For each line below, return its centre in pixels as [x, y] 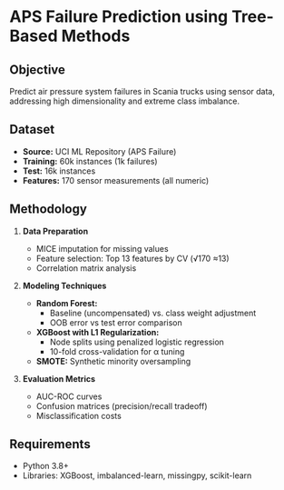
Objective [38, 70]
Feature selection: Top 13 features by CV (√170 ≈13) [132, 258]
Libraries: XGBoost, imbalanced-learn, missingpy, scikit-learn [137, 475]
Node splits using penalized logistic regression [137, 342]
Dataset [32, 130]
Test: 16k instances [59, 171]
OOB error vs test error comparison [116, 322]
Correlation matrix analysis [86, 268]
